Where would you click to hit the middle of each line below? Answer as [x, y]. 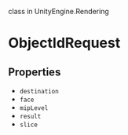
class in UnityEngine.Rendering [59, 11]
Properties [35, 72]
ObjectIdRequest [64, 43]
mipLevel [34, 108]
